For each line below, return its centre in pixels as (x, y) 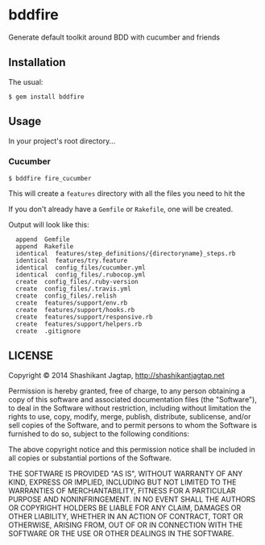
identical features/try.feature (72, 260)
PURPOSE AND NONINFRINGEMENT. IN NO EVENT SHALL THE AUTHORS (132, 499)
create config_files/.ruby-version (77, 281)
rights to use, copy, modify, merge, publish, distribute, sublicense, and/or (130, 416)
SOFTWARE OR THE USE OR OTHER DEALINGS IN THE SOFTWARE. (121, 533)
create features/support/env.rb (72, 303)
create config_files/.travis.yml (73, 289)
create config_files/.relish (66, 296)
